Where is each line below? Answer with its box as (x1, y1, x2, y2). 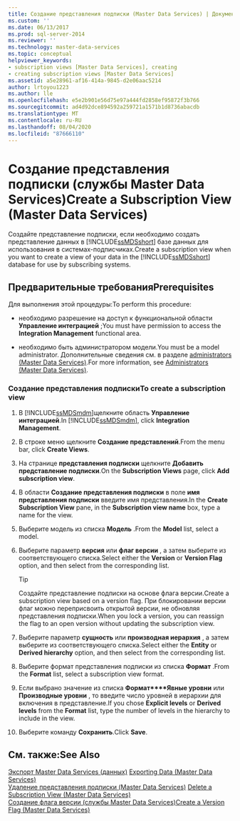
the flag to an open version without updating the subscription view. (18, 620, 215, 628)
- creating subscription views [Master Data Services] (8, 70, 174, 77)
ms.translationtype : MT (8, 110, 79, 117)
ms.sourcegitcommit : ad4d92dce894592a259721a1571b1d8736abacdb (8, 104, 200, 111)
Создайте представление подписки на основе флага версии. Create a (18, 589, 230, 597)
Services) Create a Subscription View (8, 191, 232, 207)
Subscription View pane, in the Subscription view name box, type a (18, 503, 220, 512)
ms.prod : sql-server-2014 (8, 30, 85, 38)
